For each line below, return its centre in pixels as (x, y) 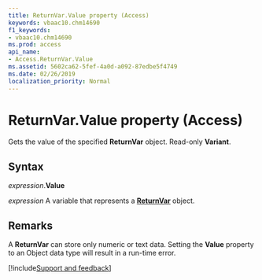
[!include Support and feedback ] (60, 268)
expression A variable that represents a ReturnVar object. (101, 201)
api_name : (24, 52)
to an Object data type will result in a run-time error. (92, 253)
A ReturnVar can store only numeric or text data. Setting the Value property (131, 245)
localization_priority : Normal (59, 81)
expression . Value (37, 186)
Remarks (31, 225)
